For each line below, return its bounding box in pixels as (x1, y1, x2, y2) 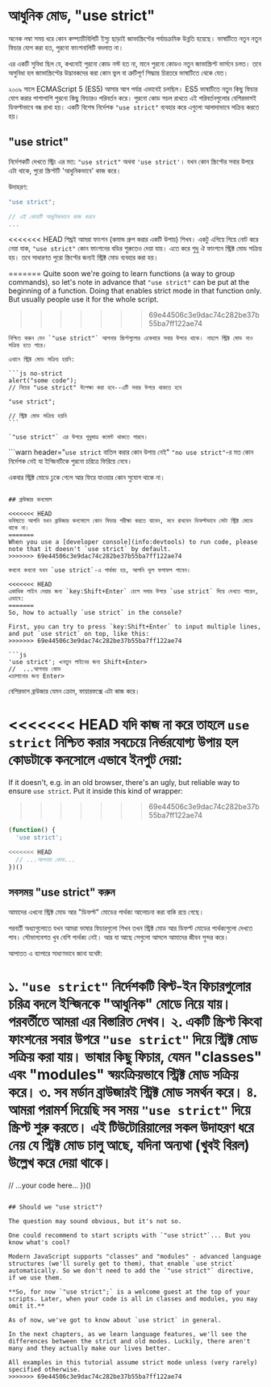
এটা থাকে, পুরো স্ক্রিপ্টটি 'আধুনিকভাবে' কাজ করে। (8, 165, 122, 175)
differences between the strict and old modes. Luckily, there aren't (8, 1338, 251, 1346)
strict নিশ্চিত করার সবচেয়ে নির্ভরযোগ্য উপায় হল (8, 733, 239, 751)
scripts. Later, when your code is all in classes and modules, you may (8, 1295, 258, 1303)
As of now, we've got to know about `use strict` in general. (8, 1316, 222, 1325)
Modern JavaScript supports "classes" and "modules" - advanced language (8, 1253, 262, 1261)
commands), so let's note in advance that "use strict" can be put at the (8, 278, 250, 287)
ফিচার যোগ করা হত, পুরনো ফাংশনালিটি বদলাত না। (8, 43, 123, 52)
